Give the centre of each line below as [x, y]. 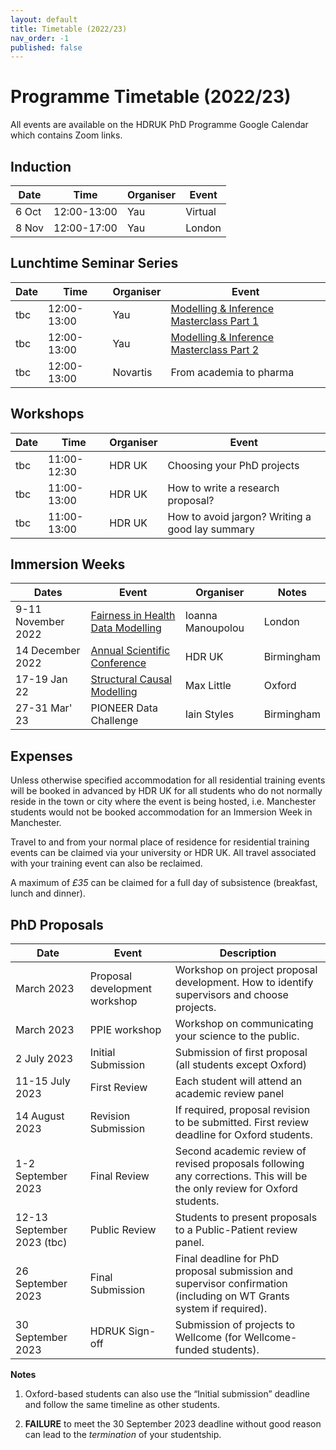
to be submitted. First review [241, 1123]
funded [192, 1350]
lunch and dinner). [48, 893]
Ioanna [201, 616]
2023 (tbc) [41, 1243]
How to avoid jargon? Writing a [239, 516]
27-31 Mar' [44, 708]
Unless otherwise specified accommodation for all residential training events [168, 780]
